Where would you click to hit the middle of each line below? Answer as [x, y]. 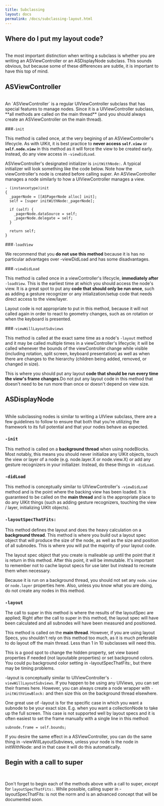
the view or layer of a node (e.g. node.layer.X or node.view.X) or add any [78, 460]
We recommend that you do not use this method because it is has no [75, 254]
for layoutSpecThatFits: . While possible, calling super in [62, 789]
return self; [23, 231]
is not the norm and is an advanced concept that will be [102, 794]
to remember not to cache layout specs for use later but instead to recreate [81, 565]
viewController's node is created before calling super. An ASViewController [81, 174]
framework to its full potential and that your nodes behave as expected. [77, 427]
